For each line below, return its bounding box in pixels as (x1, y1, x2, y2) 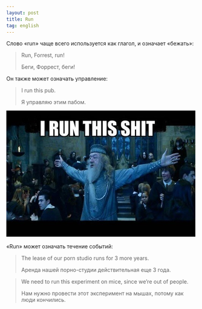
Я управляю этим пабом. (21, 99, 86, 106)
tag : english (6, 22, 39, 28)
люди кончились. (21, 296, 66, 304)
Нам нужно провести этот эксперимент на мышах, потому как (21, 290, 184, 297)
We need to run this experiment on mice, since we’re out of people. (21, 278, 189, 285)
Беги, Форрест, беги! (21, 64, 76, 71)
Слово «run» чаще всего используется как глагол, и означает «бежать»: (6, 40, 194, 47)
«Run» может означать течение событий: (6, 243, 113, 250)
